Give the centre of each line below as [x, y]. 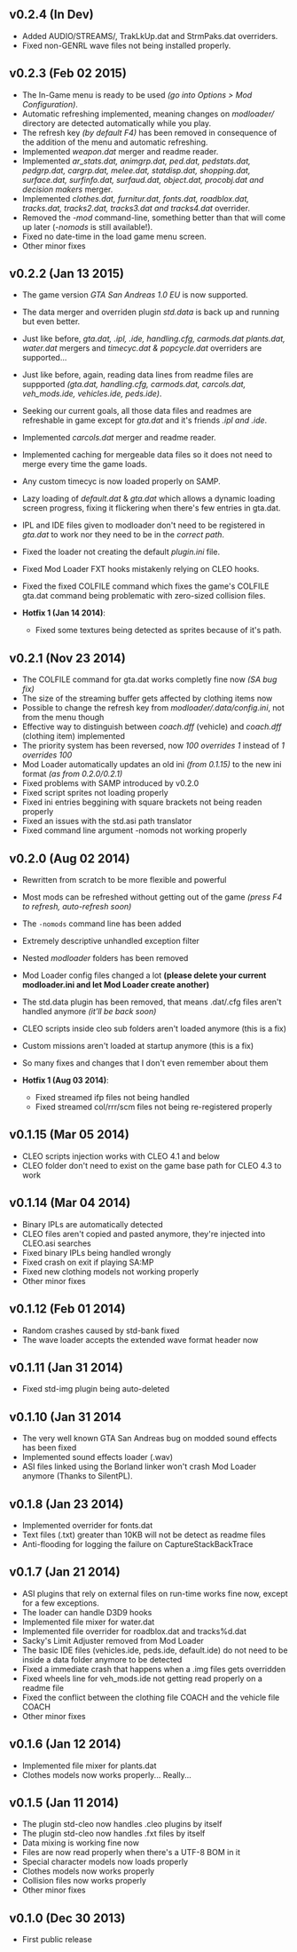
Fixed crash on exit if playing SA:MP [88, 1262]
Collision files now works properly [84, 1881]
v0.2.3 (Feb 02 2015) [68, 73]
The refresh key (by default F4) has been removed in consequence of [149, 132]
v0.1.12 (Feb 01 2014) [67, 1309]
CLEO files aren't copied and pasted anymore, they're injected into [144, 1234]
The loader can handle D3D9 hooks [87, 1612]
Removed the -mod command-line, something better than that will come [154, 218]
